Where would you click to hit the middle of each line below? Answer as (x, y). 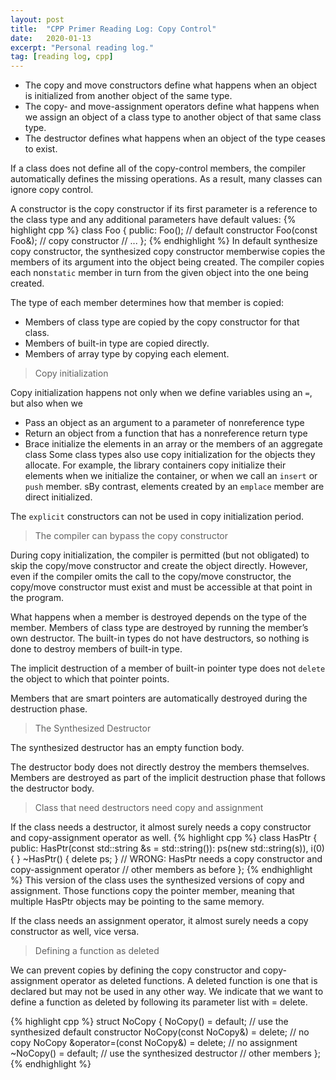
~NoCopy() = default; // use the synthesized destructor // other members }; (165, 1053)
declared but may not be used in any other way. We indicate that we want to (167, 992)
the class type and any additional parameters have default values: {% (153, 220)
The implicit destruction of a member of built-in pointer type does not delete (168, 668)
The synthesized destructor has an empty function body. (127, 748)
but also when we (46, 403)
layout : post (37, 19)
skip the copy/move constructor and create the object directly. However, (159, 566)
